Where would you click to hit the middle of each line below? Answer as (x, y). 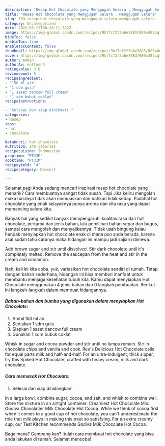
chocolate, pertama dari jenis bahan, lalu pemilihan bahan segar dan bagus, (82, 223)
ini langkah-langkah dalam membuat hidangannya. (56, 290)
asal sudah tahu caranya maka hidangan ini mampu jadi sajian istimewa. (78, 239)
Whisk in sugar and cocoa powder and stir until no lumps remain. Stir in (77, 344)
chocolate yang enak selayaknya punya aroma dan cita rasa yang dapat (78, 204)
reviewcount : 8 (21, 74)
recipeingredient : (24, 78)
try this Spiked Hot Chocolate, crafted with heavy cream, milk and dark (77, 360)
